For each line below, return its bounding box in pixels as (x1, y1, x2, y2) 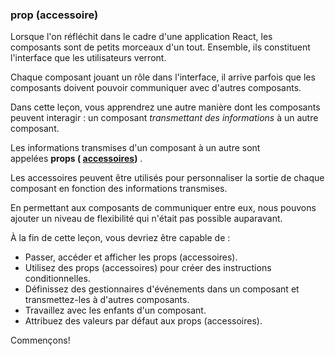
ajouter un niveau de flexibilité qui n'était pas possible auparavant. (10, 213, 283, 225)
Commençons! (10, 334, 71, 347)
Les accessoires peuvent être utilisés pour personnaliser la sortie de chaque (10, 172, 325, 184)
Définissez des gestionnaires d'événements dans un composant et (24, 283, 300, 295)
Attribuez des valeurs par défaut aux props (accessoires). (24, 315, 263, 327)
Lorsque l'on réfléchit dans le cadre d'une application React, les (10, 31, 273, 43)
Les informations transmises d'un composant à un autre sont (10, 142, 261, 154)
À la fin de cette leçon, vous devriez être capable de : (10, 232, 231, 244)
